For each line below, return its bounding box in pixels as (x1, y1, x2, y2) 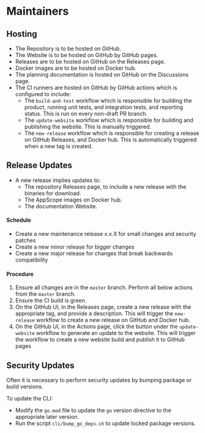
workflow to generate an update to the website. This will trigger (35, 329, 196, 337)
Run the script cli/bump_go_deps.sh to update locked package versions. (15, 420, 196, 427)
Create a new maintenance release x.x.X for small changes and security (15, 230, 197, 238)
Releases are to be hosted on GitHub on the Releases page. (15, 58, 166, 65)
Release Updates (6, 160, 72, 171)
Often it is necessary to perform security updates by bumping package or (6, 377, 192, 384)
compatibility (15, 256, 48, 264)
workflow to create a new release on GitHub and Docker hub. (35, 317, 191, 324)
